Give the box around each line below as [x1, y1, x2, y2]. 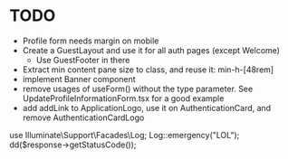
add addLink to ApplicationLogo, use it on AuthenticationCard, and [22, 102, 272, 113]
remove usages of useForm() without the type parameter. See [22, 83, 254, 94]
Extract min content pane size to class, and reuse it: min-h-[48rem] [22, 64, 274, 75]
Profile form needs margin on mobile [22, 35, 159, 46]
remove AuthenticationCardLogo [22, 112, 145, 123]
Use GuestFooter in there [35, 54, 130, 65]
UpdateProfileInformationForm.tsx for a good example [22, 92, 225, 104]
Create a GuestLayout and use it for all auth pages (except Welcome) [22, 44, 281, 55]
